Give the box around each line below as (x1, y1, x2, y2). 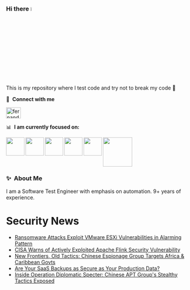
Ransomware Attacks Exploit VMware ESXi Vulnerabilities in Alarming (14, 233, 182, 241)
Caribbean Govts (14, 258, 56, 265)
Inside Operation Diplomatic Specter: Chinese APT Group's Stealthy (14, 271, 178, 278)
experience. (6, 194, 35, 201)
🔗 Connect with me (6, 95, 55, 102)
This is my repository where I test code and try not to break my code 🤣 (6, 84, 176, 91)
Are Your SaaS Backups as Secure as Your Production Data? (14, 265, 160, 272)
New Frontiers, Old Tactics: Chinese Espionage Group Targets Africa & (14, 252, 185, 259)
